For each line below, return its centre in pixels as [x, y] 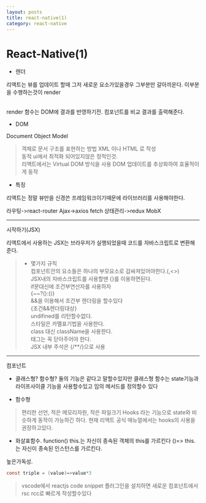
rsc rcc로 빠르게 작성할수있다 [56, 493]
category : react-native [37, 23]
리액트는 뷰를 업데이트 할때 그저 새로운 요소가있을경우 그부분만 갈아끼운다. [95, 85]
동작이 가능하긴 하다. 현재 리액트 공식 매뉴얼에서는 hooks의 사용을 [116, 420]
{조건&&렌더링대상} [54, 308]
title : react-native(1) [37, 18]
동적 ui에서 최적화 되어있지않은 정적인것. [70, 157]
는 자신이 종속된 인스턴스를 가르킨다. [59, 448]
